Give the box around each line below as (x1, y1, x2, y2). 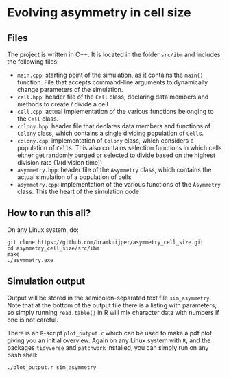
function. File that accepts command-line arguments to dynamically (16, 78, 208, 86)
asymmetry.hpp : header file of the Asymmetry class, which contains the (16, 166, 212, 174)
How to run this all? (7, 207, 91, 219)
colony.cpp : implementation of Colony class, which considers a (16, 137, 194, 145)
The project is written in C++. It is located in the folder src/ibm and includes (7, 50, 221, 58)
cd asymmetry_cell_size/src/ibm (7, 245, 99, 252)
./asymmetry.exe (7, 257, 53, 263)
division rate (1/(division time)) (16, 158, 103, 166)
